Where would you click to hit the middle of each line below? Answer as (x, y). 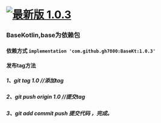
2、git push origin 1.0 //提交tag (46, 97)
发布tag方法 (21, 66)
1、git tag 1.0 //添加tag (35, 80)
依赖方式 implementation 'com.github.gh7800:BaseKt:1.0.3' (81, 51)
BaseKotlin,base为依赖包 (43, 35)
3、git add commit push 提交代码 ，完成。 (59, 113)
